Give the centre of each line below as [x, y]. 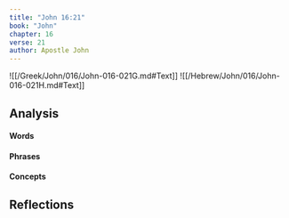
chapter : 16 [31, 34]
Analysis [34, 113]
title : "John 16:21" [48, 17]
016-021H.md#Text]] [47, 85]
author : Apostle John [49, 51]
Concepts [28, 177]
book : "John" [33, 26]
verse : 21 [28, 42]
